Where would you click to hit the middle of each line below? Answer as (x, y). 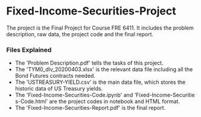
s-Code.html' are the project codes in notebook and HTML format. (97, 101)
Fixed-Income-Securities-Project (91, 11)
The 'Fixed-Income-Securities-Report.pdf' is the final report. (90, 108)
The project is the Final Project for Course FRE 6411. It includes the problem (100, 28)
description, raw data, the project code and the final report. (80, 34)
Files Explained (29, 49)
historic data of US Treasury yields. (59, 89)
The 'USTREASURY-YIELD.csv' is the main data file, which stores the (100, 82)
